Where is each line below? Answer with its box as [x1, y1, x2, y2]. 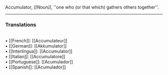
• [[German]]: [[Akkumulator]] [5, 43, 67, 49]
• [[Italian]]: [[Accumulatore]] [5, 54, 65, 60]
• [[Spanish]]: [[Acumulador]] [5, 64, 66, 70]
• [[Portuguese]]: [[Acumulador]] [5, 59, 73, 65]
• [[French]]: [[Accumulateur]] [5, 38, 67, 44]
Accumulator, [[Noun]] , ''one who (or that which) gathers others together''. [5, 4, 159, 10]
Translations [5, 21, 36, 28]
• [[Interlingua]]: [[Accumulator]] [5, 48, 72, 54]
